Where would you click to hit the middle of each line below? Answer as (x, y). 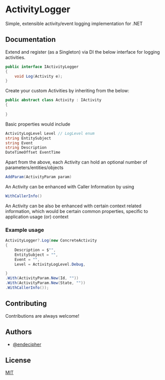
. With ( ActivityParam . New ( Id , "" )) (42, 278)
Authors (19, 332)
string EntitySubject (28, 138)
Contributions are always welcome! (42, 316)
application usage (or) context (37, 217)
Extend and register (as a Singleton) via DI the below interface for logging (82, 52)
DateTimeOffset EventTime (33, 152)
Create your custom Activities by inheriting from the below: (67, 91)
